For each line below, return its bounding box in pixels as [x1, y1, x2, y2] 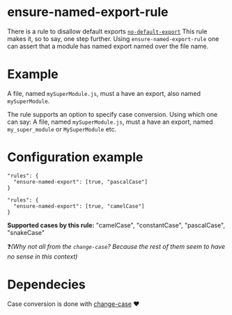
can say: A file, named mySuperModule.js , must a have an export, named [7, 118, 213, 126]
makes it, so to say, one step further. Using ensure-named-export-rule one [7, 34, 219, 42]
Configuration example [7, 150, 144, 165]
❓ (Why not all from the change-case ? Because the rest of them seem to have [7, 242, 226, 250]
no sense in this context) [7, 252, 78, 261]
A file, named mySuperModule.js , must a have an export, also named [7, 89, 201, 97]
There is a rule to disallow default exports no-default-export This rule [7, 27, 208, 35]
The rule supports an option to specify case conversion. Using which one [7, 110, 218, 118]
